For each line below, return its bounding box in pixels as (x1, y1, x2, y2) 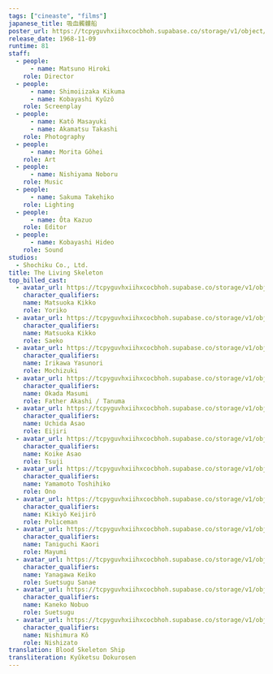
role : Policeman (23, 517, 79, 526)
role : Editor (23, 223, 67, 231)
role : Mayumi (23, 548, 67, 556)
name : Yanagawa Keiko (23, 570, 96, 579)
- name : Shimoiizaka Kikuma (29, 87, 126, 96)
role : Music (23, 178, 63, 187)
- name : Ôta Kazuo (29, 216, 93, 224)
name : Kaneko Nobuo (23, 601, 89, 609)
